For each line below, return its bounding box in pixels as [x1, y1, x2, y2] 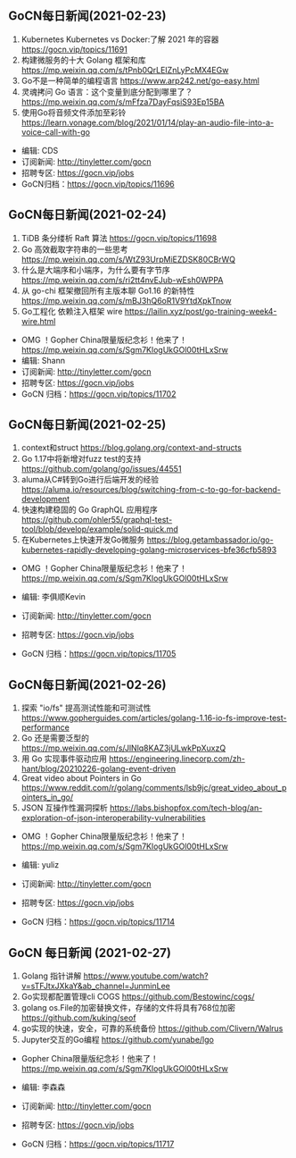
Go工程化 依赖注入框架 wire [21, 306, 123, 316]
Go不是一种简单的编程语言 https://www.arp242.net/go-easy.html [21, 75, 260, 86]
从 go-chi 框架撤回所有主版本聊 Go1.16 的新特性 [21, 285, 195, 296]
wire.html [21, 315, 56, 326]
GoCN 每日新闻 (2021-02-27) [8, 945, 171, 961]
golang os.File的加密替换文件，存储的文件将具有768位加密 [21, 1003, 235, 1013]
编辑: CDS [21, 145, 59, 155]
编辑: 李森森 [21, 1082, 66, 1093]
